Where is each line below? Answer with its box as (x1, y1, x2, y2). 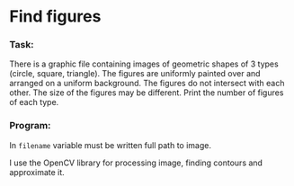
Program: (9, 120, 51, 132)
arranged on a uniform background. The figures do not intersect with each (9, 78, 285, 89)
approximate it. (9, 166, 65, 177)
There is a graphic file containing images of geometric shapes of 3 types (9, 58, 279, 69)
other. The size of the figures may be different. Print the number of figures (9, 87, 284, 98)
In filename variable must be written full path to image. (9, 139, 211, 150)
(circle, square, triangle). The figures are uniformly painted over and (9, 68, 261, 79)
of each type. (9, 97, 59, 108)
